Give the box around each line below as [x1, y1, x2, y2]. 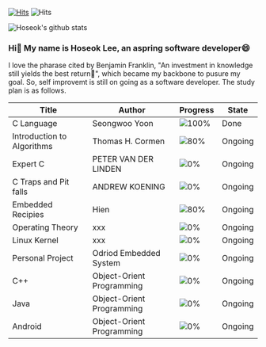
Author [118, 105, 146, 116]
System [92, 257, 121, 269]
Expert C [12, 158, 45, 170]
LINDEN [92, 163, 122, 174]
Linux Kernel [12, 235, 59, 246]
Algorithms [12, 141, 53, 152]
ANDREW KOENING [92, 181, 166, 193]
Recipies [12, 209, 44, 220]
